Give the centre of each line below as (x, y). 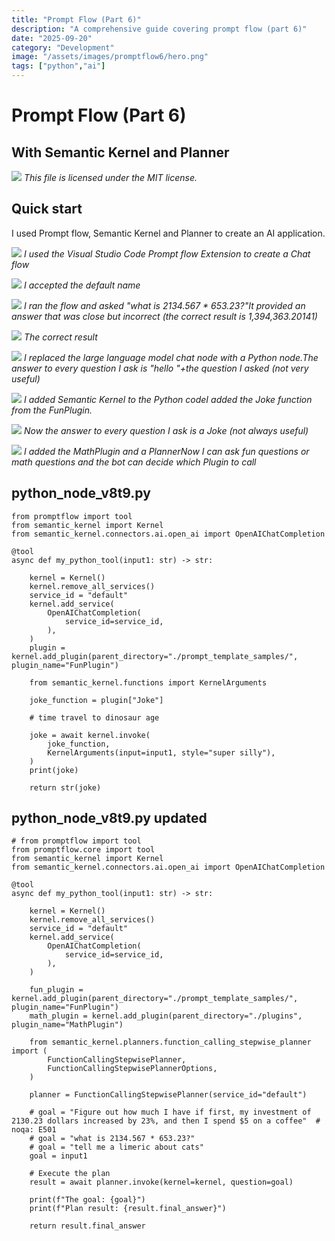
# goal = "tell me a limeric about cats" (116, 1147)
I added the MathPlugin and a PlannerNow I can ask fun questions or (166, 451)
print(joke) (54, 770)
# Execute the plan (70, 1174)
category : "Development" (63, 47)
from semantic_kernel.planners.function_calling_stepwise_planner (170, 1042)
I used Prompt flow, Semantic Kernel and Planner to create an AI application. (168, 233)
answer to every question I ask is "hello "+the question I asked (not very (160, 368)
